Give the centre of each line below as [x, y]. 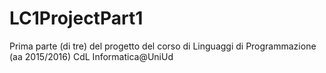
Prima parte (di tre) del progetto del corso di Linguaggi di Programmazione [163, 46]
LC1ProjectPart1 [76, 18]
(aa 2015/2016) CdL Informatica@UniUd [91, 56]
